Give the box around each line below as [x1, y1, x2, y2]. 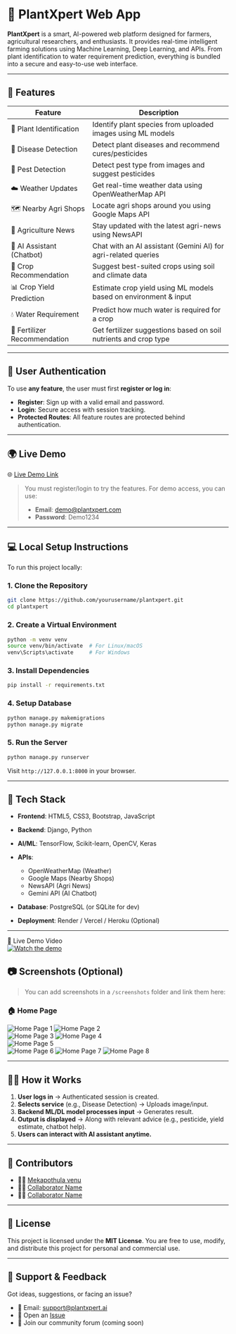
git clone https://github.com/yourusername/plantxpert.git [7, 597, 184, 604]
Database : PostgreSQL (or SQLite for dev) [17, 903, 140, 911]
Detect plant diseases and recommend [92, 140, 220, 149]
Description [138, 107, 179, 117]
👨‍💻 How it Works [7, 1074, 82, 1086]
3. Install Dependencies [7, 666, 90, 676]
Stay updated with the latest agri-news [92, 221, 221, 230]
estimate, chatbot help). [17, 1123, 86, 1131]
